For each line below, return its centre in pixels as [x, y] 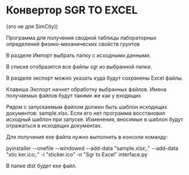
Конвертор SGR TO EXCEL [72, 10]
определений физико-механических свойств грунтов [73, 44]
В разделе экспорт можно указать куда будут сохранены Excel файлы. [94, 78]
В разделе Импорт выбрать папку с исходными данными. [78, 55]
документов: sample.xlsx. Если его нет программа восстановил [86, 113]
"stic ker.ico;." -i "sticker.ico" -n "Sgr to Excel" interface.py [77, 154]
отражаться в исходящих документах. [54, 125]
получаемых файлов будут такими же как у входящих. [74, 95]
